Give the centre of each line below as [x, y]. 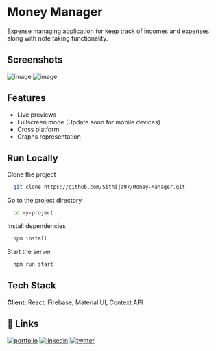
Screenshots [35, 60]
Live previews [37, 115]
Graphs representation [49, 136]
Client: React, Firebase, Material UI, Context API [75, 302]
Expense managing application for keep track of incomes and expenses [108, 31]
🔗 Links [23, 324]
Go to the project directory [45, 201]
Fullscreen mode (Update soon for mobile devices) [89, 122]
